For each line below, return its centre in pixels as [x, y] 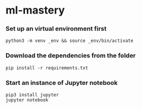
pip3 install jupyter [32, 95]
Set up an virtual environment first [56, 29]
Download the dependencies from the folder [71, 55]
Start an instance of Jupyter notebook [62, 82]
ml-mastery [35, 10]
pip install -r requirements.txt [47, 68]
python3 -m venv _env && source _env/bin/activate [70, 41]
